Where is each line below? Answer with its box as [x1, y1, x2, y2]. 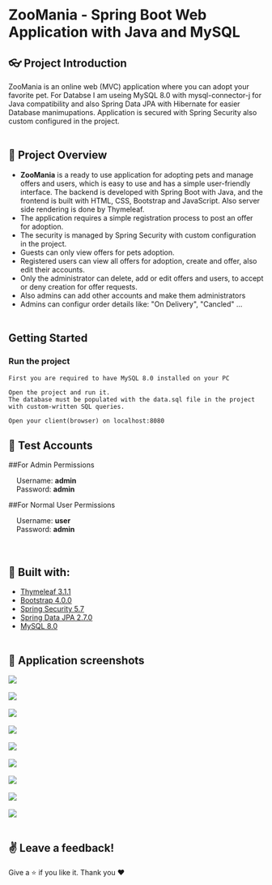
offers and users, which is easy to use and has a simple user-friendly [19, 178, 251, 188]
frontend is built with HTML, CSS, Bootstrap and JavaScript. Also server [19, 195, 261, 205]
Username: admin [15, 476, 77, 486]
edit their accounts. [19, 264, 85, 274]
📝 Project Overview [8, 148, 108, 162]
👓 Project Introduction [8, 56, 127, 70]
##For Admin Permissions [8, 460, 95, 470]
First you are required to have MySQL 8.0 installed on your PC [8, 374, 230, 382]
